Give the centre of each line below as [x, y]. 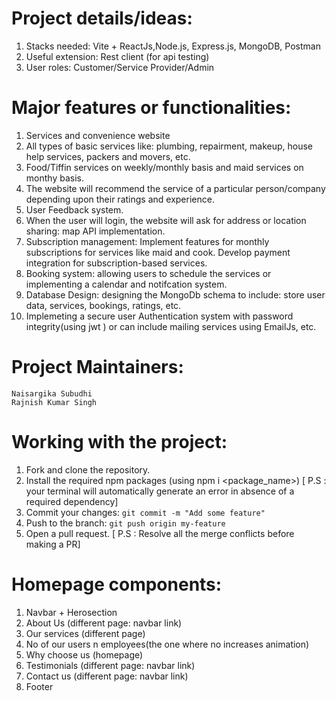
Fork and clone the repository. [88, 469]
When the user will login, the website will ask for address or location [166, 220]
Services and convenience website [98, 135]
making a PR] [53, 544]
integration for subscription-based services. [116, 263]
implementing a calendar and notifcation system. [126, 284]
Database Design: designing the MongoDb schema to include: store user [175, 294]
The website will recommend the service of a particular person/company [175, 188]
